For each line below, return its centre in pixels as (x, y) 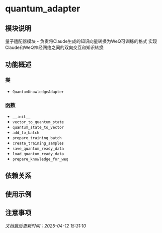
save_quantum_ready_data (38, 148)
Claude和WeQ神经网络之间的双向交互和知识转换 (54, 47)
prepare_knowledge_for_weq (40, 159)
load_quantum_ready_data (38, 154)
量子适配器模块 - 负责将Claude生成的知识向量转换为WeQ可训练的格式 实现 (81, 41)
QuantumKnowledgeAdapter (38, 92)
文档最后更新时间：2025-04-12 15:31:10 (46, 226)
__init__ (21, 117)
